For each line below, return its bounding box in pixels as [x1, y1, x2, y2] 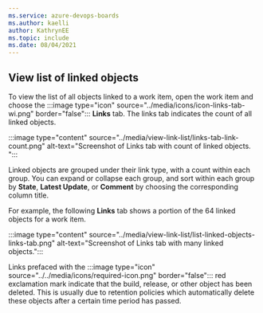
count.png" [8, 141, 45, 151]
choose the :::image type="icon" [8, 100, 116, 110]
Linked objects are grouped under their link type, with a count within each [8, 165, 251, 174]
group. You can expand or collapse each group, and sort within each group [8, 173, 255, 183]
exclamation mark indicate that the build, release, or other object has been [8, 279, 253, 288]
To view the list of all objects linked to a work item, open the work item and [8, 92, 253, 101]
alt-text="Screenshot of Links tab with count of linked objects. [46, 141, 251, 151]
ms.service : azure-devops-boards [8, 11, 120, 20]
